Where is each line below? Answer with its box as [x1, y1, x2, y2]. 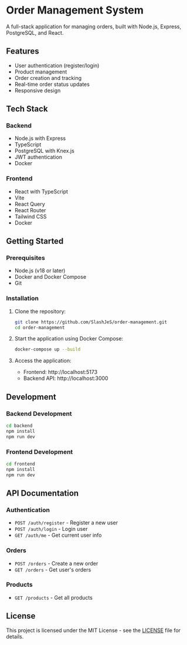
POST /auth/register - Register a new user [14, 519, 118, 526]
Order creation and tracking [14, 74, 82, 81]
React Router [14, 206, 46, 213]
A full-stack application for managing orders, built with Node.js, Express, [6, 23, 182, 30]
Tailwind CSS [14, 213, 47, 220]
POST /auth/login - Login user [14, 526, 88, 533]
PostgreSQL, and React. [6, 29, 64, 36]
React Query [14, 200, 45, 208]
